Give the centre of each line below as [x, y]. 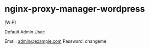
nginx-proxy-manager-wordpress [75, 9]
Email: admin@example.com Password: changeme [55, 41]
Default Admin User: [25, 32]
